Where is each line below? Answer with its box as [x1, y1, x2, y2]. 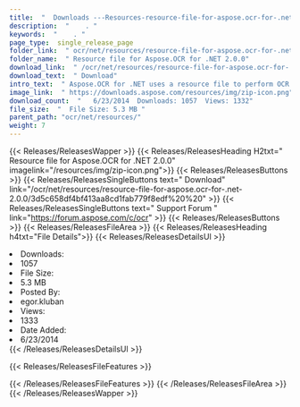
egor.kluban [21, 296, 64, 307]
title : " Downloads [9, 13, 90, 22]
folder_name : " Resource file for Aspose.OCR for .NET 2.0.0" [9, 55, 250, 64]
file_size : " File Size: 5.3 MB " [9, 105, 146, 114]
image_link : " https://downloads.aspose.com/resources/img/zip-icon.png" [9, 88, 294, 97]
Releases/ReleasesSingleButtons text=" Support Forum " [9, 203, 218, 213]
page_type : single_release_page [9, 38, 134, 47]
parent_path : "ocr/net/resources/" [9, 113, 142, 122]
